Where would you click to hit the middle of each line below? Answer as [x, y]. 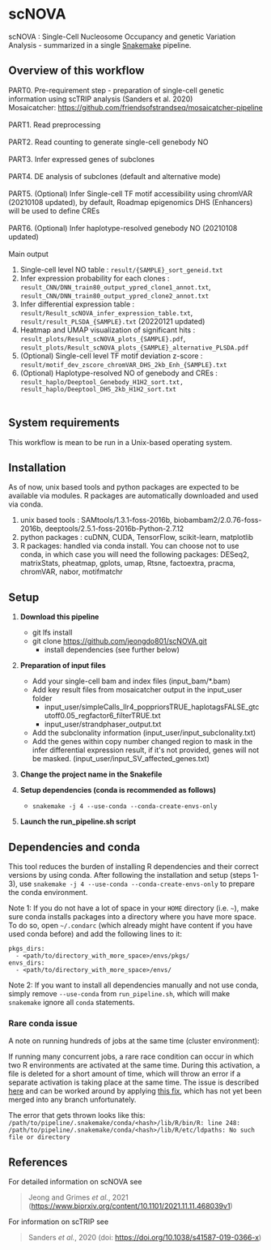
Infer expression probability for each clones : [95, 278]
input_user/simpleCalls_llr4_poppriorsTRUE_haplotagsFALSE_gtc [152, 707]
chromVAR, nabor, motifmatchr [71, 571]
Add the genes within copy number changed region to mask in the [142, 742]
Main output [28, 254]
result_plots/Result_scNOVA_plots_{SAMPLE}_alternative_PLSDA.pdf [134, 348]
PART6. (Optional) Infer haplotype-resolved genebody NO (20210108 [123, 228]
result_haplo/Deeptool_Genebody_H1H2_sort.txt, [102, 382]
